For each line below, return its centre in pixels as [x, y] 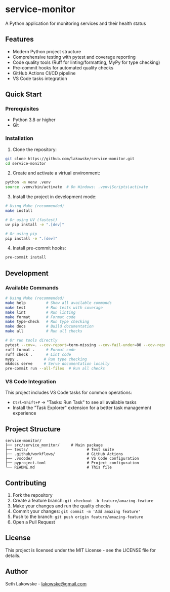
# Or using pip [21, 234]
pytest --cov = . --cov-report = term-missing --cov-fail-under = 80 [73, 345]
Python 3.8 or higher [34, 120]
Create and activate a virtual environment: [56, 173]
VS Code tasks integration [40, 78]
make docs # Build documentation [50, 326]
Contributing [26, 483]
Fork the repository [33, 495]
